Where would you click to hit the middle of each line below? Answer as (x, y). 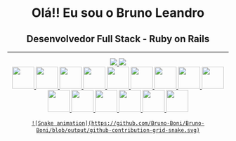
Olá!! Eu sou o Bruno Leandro (118, 13)
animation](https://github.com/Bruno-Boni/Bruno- (131, 123)
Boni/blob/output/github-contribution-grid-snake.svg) (118, 130)
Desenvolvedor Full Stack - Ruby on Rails (118, 39)
